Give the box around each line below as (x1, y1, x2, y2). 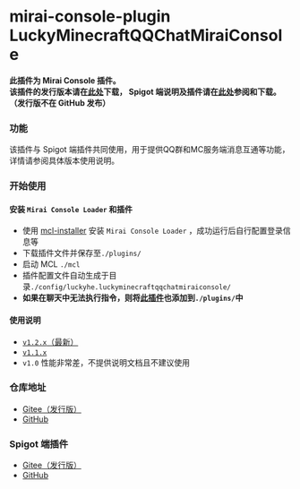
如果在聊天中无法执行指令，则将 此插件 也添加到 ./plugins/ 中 (21, 293, 244, 304)
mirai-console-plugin (9, 6, 171, 27)
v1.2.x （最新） (21, 336, 79, 347)
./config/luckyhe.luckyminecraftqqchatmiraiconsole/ (30, 283, 231, 292)
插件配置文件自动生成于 (21, 270, 109, 281)
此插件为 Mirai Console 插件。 (9, 74, 121, 86)
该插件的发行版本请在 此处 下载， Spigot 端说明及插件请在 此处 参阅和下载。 (9, 86, 281, 97)
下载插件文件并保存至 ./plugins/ (21, 248, 141, 259)
